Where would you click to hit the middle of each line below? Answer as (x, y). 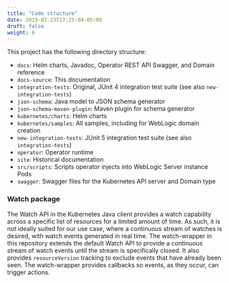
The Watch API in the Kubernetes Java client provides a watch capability (109, 214)
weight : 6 (21, 32)
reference (31, 72)
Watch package (33, 199)
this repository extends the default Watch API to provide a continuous (105, 243)
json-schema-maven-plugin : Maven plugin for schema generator (106, 109)
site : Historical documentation (60, 160)
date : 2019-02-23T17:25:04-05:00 (55, 20)
